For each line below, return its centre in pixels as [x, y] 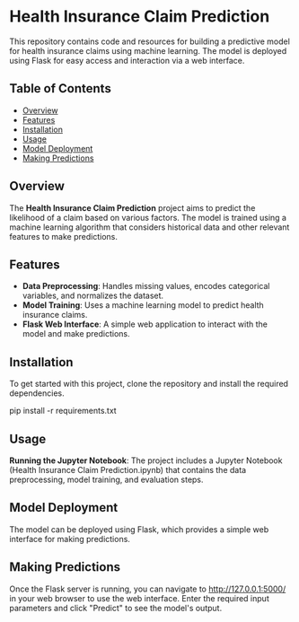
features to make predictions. [64, 236]
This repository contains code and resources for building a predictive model [149, 41]
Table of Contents [61, 88]
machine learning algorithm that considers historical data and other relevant [149, 227]
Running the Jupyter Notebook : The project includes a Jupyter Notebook [146, 460]
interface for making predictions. [70, 539]
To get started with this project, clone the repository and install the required [149, 384]
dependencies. [37, 393]
